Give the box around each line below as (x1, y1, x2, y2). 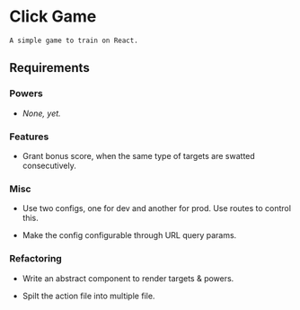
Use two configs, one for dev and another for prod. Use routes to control (22, 203, 292, 214)
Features (9, 130, 49, 143)
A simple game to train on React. (9, 36, 139, 45)
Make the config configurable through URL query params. (22, 230, 237, 241)
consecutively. (22, 160, 76, 171)
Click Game (9, 6, 97, 27)
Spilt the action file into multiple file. (22, 290, 155, 301)
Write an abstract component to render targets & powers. (22, 272, 234, 284)
